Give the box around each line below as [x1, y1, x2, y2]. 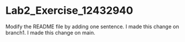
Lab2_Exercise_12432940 [5, 4, 133, 17]
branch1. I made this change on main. [5, 29, 95, 36]
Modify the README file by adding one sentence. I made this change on [5, 23, 179, 30]
